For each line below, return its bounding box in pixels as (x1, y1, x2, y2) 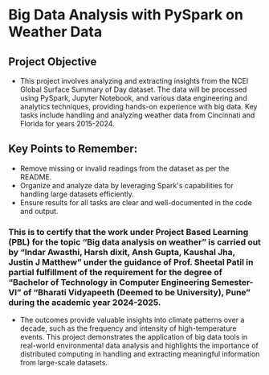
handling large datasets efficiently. (19, 189, 135, 199)
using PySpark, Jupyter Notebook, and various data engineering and (19, 93, 247, 102)
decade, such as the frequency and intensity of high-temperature (19, 323, 237, 333)
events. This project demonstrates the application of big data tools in (19, 332, 248, 342)
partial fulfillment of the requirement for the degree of (8, 266, 223, 278)
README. (19, 171, 52, 182)
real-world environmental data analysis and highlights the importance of (19, 340, 259, 351)
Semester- (211, 276, 254, 287)
